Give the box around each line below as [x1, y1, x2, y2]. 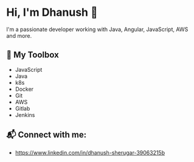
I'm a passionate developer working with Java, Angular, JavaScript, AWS [6, 26, 189, 33]
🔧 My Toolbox [6, 50, 59, 60]
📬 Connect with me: [6, 130, 87, 140]
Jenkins [15, 111, 35, 118]
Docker [15, 85, 34, 93]
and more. [6, 32, 32, 39]
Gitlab [15, 105, 30, 112]
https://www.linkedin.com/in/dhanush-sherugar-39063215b [15, 149, 165, 156]
